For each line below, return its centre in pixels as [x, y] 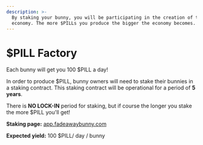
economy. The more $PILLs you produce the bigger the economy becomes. [104, 23]
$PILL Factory [42, 53]
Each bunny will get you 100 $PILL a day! [57, 69]
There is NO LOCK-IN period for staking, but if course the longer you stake [99, 106]
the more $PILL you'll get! [38, 112]
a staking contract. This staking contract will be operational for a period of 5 [101, 88]
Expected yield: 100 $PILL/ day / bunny [56, 136]
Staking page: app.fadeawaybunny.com [56, 124]
